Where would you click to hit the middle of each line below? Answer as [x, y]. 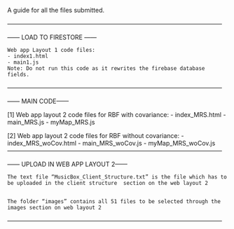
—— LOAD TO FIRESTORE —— [52, 37]
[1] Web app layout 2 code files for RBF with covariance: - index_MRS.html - [117, 114]
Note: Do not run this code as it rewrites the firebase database [106, 69]
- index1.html [28, 56]
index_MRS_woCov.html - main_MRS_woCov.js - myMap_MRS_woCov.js [111, 143]
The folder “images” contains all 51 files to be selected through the [114, 202]
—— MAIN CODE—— [38, 101]
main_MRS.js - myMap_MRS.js [51, 122]
